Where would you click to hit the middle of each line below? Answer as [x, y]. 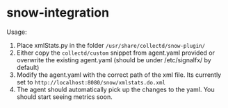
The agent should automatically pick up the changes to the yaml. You [115, 89]
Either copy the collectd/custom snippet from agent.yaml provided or [115, 53]
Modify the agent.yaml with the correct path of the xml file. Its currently [119, 75]
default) [28, 67]
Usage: [17, 32]
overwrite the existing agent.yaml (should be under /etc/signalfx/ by [114, 60]
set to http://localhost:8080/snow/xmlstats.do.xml [91, 82]
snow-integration [58, 13]
